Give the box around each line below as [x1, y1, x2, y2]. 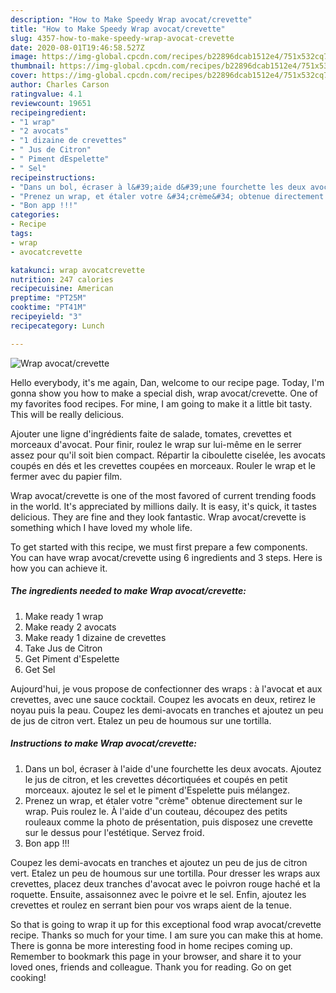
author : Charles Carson [10, 80, 110, 90]
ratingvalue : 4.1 [10, 89, 83, 99]
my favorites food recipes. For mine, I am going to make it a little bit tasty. [10, 397, 313, 410]
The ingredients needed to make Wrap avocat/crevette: [10, 585, 247, 597]
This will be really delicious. [10, 408, 125, 420]
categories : [10, 210, 60, 220]
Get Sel [24, 663, 56, 675]
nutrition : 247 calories [10, 274, 114, 285]
